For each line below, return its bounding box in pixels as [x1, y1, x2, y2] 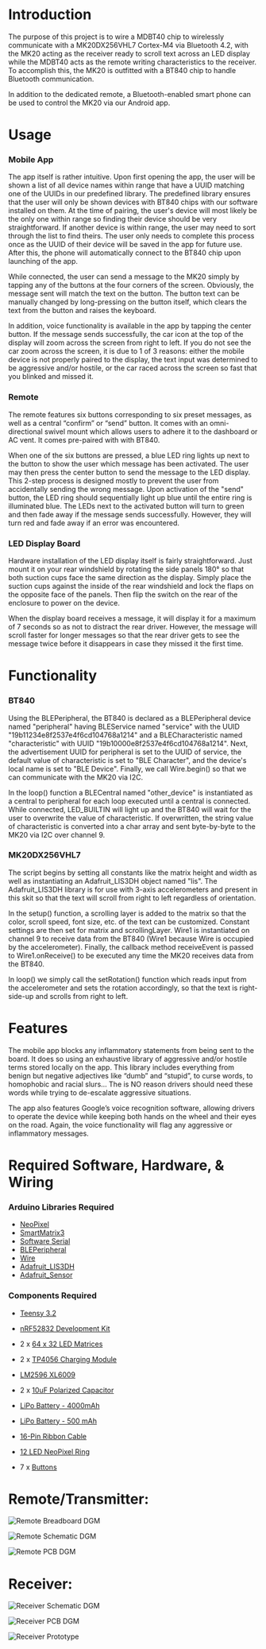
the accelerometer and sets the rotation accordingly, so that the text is [8, 983, 238, 993]
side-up [8, 991, 34, 1001]
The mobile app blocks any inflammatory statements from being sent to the [8, 1045, 255, 1055]
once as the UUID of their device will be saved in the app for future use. [8, 240, 243, 250]
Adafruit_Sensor [19, 1270, 73, 1280]
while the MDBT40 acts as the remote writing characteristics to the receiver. [8, 57, 256, 67]
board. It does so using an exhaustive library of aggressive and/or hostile [8, 1054, 248, 1063]
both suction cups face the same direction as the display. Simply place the [8, 573, 252, 583]
